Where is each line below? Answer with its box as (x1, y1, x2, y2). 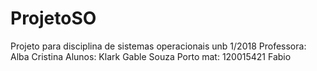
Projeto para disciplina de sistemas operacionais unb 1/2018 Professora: (10, 40, 307, 52)
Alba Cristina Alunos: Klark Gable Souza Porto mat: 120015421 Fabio (10, 50, 292, 62)
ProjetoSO (10, 7, 97, 30)
